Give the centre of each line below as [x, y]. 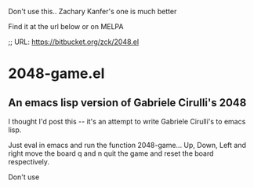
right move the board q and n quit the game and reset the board [111, 153]
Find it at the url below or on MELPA [66, 26]
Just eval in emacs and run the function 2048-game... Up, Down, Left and [127, 145]
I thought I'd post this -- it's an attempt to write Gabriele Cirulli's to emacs [127, 122]
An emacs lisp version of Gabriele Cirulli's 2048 [127, 103]
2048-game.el [56, 74]
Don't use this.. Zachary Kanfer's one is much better [93, 11]
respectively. [29, 162]
